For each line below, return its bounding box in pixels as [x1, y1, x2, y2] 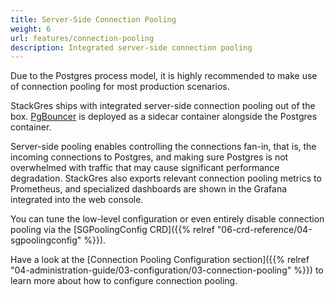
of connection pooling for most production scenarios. [10, 81, 230, 93]
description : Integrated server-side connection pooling [10, 42, 253, 53]
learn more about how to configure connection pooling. [10, 275, 238, 287]
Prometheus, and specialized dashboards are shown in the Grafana [10, 183, 288, 195]
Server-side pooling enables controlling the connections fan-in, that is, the [10, 141, 317, 153]
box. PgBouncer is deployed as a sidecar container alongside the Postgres [10, 111, 318, 123]
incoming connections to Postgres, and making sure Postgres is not [10, 151, 289, 163]
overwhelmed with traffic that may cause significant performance [10, 162, 280, 174]
